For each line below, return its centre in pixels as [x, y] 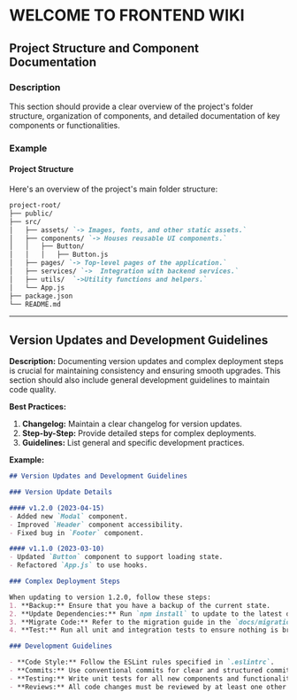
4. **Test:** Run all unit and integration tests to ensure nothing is [144, 630]
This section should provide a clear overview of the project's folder [131, 106]
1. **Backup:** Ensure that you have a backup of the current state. [140, 605]
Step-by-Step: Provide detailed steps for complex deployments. [139, 433]
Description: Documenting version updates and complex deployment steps [147, 362]
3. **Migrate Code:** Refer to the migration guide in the [120, 622]
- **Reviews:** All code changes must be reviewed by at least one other [148, 687]
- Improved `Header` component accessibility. [96, 525]
